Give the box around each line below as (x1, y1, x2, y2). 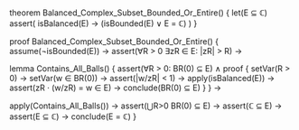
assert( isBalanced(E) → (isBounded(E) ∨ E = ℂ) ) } (9, 18, 198, 29)
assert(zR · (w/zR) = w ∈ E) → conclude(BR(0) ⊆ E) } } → (9, 82, 222, 93)
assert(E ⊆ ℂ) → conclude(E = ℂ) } (9, 111, 137, 122)
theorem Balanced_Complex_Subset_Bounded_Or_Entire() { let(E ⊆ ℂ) (9, 7, 268, 18)
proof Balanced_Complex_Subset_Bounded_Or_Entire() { (9, 36, 220, 47)
